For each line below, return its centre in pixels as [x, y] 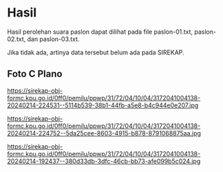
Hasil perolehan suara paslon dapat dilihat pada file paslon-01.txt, [100, 32]
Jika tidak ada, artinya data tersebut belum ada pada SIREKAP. [96, 52]
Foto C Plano [35, 74]
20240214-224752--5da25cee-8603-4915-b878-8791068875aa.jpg [104, 133]
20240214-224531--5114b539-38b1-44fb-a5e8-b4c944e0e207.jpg [103, 105]
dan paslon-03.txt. [53, 39]
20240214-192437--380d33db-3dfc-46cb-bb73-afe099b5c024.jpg [104, 161]
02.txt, [17, 39]
